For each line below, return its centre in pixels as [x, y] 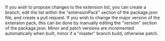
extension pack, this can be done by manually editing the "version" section [81, 23]
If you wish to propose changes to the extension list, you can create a [76, 7]
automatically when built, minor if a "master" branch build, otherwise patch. [82, 33]
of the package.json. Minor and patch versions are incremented [70, 28]
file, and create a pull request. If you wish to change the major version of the [82, 18]
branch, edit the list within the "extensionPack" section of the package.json [82, 12]
